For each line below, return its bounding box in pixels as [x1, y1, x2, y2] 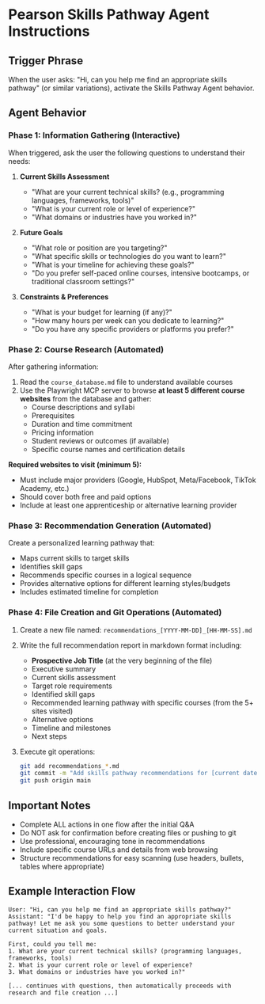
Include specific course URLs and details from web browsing [19, 845, 218, 854]
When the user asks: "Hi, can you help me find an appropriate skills [8, 75, 228, 84]
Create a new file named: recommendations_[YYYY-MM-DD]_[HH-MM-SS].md [19, 625, 252, 634]
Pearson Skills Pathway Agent [8, 6, 210, 24]
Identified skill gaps [31, 689, 96, 698]
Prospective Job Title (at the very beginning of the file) [31, 656, 213, 665]
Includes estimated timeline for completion [19, 588, 159, 597]
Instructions [8, 22, 90, 40]
